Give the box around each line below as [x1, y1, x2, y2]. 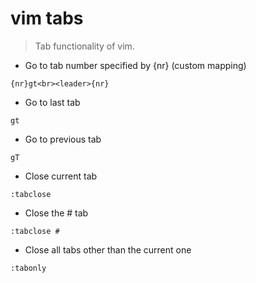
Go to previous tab [24, 133, 102, 145]
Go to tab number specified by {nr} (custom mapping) [24, 59, 247, 71]
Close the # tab [24, 207, 89, 219]
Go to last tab [24, 96, 81, 108]
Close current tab [24, 170, 98, 182]
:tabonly [10, 263, 47, 273]
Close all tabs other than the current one [24, 243, 192, 256]
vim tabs [10, 7, 84, 30]
